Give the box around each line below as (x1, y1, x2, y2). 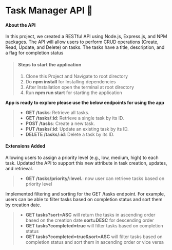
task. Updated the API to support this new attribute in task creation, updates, (5, 159, 167, 166)
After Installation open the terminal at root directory (25, 84, 135, 90)
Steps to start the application (17, 61, 82, 67)
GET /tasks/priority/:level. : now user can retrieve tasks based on (25, 175, 165, 182)
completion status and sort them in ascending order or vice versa (25, 239, 164, 245)
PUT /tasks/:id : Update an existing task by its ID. (25, 126, 129, 132)
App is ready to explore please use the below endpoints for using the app (5, 99, 164, 105)
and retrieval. (5, 165, 33, 171)
